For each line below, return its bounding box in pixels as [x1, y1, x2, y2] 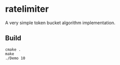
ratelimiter [5, 3, 49, 15]
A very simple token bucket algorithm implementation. [5, 20, 116, 26]
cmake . [5, 47, 21, 52]
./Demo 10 [5, 56, 26, 61]
